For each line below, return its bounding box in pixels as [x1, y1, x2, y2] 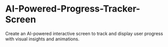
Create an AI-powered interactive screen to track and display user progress [5, 30, 163, 36]
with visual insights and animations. [5, 36, 80, 42]
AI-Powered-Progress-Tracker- [5, 3, 141, 15]
